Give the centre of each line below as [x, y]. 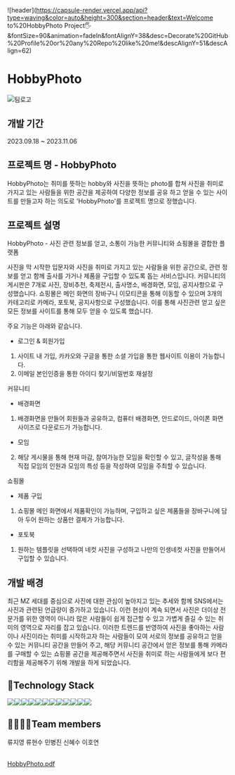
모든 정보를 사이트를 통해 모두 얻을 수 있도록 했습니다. [80, 311]
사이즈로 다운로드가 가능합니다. [60, 427]
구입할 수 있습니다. [43, 558]
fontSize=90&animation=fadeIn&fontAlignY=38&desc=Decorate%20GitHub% [118, 36]
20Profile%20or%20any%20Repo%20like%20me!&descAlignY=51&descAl [117, 43]
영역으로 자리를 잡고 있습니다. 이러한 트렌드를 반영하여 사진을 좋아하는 [116, 628]
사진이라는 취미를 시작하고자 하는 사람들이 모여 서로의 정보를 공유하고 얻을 [121, 636]
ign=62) [20, 51]
